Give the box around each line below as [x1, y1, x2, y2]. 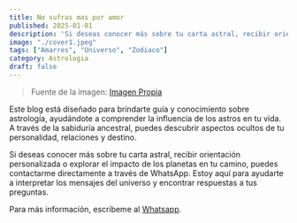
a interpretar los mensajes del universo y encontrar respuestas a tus [9, 177, 258, 188]
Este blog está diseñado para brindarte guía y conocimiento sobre [9, 104, 250, 114]
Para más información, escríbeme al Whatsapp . [9, 204, 182, 214]
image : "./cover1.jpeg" [9, 37, 97, 47]
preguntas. [9, 187, 49, 197]
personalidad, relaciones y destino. [9, 132, 137, 142]
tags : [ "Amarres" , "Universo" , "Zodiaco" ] [9, 46, 168, 55]
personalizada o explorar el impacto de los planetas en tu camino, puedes [9, 158, 278, 169]
